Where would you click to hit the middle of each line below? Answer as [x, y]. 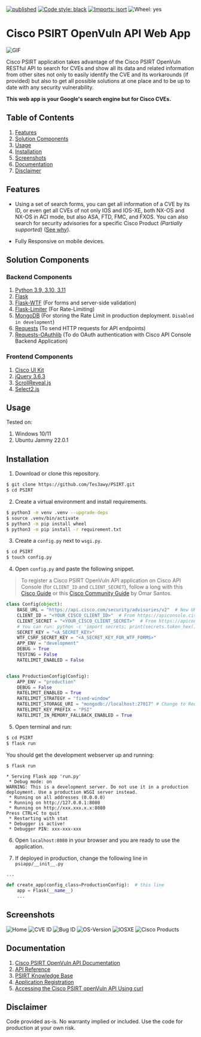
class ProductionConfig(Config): [48, 676]
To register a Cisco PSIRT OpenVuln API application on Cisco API [101, 581]
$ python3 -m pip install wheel [46, 524]
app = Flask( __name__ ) [45, 891]
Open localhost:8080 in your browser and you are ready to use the [97, 840]
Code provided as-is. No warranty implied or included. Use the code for [95, 1021]
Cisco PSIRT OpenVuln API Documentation [68, 963]
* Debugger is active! [37, 824]
